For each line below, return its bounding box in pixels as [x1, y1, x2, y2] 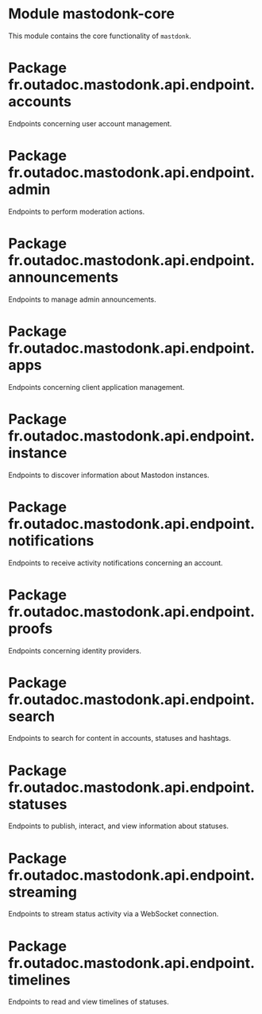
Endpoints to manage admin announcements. [8, 295, 156, 304]
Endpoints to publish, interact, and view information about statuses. [8, 821, 229, 831]
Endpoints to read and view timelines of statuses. [8, 997, 169, 1007]
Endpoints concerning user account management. [8, 118, 172, 128]
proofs [8, 619, 53, 638]
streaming [8, 883, 78, 901]
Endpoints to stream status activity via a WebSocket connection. [8, 909, 219, 919]
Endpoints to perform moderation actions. [8, 206, 145, 216]
